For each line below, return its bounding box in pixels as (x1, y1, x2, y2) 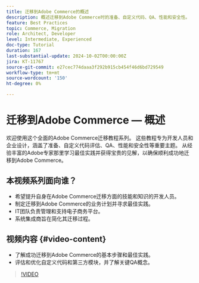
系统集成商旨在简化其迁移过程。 (14, 215, 94, 222)
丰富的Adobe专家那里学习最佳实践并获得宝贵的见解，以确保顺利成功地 (11, 149, 185, 156)
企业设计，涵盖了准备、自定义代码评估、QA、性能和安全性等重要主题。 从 (6, 141, 188, 149)
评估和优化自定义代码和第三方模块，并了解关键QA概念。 (14, 259, 153, 266)
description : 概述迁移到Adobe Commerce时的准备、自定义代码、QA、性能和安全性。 (6, 14, 190, 20)
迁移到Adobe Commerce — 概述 (6, 114, 166, 127)
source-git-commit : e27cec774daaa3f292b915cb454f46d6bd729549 (6, 64, 164, 70)
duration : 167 (6, 48, 42, 54)
